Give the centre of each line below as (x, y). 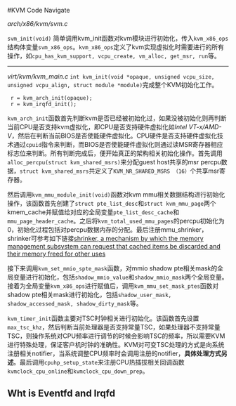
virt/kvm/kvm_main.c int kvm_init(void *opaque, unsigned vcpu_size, (111, 76)
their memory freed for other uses (57, 254)
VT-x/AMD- (205, 127)
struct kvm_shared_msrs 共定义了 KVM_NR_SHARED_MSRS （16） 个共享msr (120, 171)
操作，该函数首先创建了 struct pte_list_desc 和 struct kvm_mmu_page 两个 (112, 203)
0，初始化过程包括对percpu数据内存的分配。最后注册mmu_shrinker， (107, 230)
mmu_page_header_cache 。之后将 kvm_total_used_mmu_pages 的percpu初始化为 (116, 221)
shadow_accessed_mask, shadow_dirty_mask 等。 (75, 303)
